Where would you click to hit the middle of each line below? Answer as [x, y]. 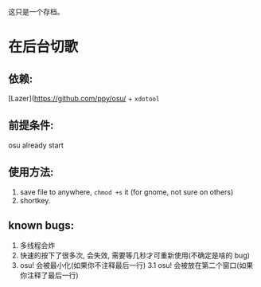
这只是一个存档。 [36, 12]
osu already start [36, 145]
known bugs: [41, 226]
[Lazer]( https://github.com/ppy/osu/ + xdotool [84, 98]
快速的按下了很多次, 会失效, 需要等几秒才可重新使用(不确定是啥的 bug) [135, 256]
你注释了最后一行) [49, 275]
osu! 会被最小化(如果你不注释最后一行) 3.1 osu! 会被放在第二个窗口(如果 [136, 265]
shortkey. [35, 200]
